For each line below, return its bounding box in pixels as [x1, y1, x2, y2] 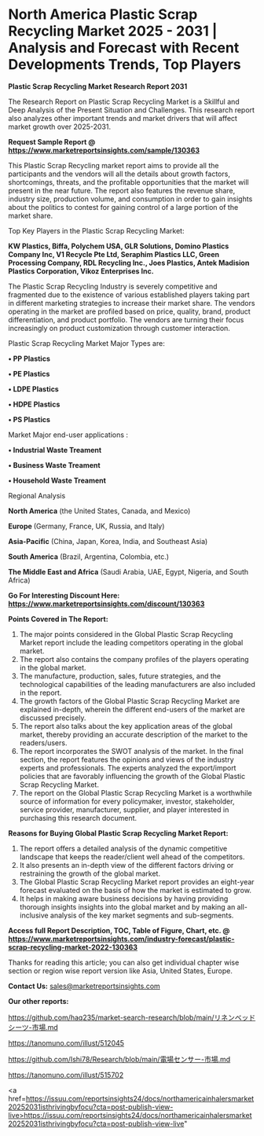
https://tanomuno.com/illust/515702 [8, 1070, 124, 1079]
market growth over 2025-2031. [8, 122, 112, 131]
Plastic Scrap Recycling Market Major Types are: [8, 338, 165, 347]
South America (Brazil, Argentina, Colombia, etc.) [8, 552, 170, 561]
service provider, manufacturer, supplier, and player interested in [19, 804, 229, 814]
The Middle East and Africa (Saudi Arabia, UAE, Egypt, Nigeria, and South [8, 567, 249, 576]
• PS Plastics [8, 414, 51, 424]
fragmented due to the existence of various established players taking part [8, 289, 250, 300]
